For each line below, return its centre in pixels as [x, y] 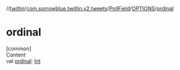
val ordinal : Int [23, 61]
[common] [19, 48]
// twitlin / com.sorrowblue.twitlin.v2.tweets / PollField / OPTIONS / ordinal [90, 9]
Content [16, 55]
